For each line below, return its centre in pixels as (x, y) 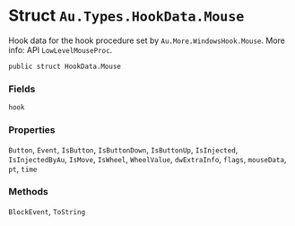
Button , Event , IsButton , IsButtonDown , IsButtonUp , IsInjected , (123, 150)
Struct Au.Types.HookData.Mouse (126, 16)
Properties (32, 130)
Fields (22, 89)
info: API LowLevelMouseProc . (61, 49)
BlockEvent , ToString (47, 211)
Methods (28, 192)
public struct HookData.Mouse (65, 66)
